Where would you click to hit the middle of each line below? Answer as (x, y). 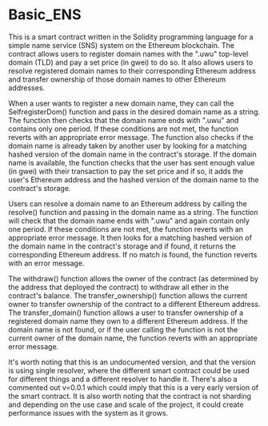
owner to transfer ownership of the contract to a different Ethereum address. (134, 304)
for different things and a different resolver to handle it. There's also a (123, 379)
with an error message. (46, 263)
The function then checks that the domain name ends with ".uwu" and (124, 120)
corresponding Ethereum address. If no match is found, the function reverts (133, 254)
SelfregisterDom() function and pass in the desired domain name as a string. (134, 111)
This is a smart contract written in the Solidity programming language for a (131, 37)
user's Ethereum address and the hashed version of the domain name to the (134, 179)
